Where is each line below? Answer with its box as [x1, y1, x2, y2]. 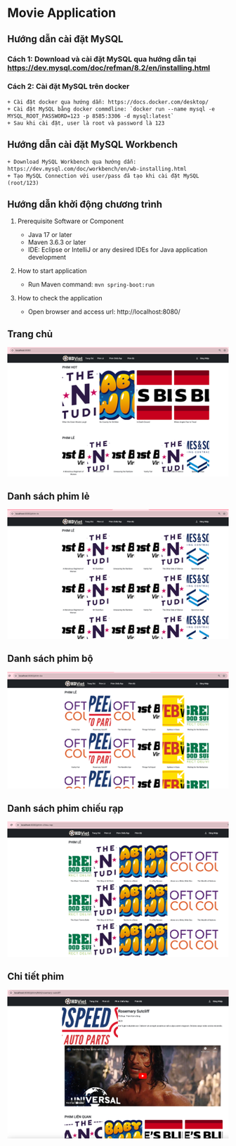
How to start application [17, 267, 87, 275]
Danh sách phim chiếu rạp [7, 802, 124, 814]
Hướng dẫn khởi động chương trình [7, 198, 163, 210]
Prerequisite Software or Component [17, 217, 124, 226]
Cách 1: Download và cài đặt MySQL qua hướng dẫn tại [7, 54, 197, 64]
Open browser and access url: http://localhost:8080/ [27, 307, 181, 316]
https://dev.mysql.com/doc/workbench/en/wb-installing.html [7, 165, 188, 172]
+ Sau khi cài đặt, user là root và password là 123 [7, 120, 165, 127]
